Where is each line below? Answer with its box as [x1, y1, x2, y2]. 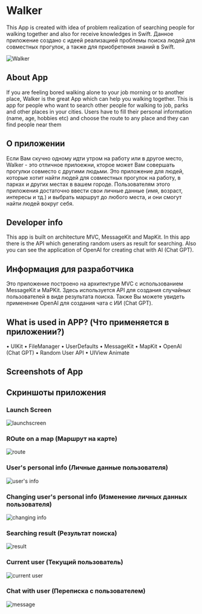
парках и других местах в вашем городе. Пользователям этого [6, 180, 171, 188]
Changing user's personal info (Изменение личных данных [6, 493, 187, 501]
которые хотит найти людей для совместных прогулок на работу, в [6, 174, 181, 181]
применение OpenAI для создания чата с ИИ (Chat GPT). [6, 299, 153, 307]
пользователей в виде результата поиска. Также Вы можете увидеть [6, 293, 185, 301]
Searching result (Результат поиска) [6, 529, 117, 537]
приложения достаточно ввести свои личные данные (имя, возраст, [6, 186, 183, 194]
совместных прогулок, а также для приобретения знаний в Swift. [6, 43, 175, 50]
